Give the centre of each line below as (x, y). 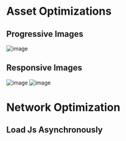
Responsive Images (44, 68)
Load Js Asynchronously (54, 130)
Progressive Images (45, 34)
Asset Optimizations (59, 11)
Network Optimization (63, 107)
